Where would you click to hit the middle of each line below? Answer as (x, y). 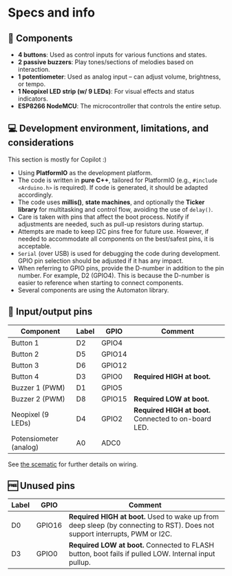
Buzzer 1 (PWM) (38, 388)
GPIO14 (114, 354)
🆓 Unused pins (41, 486)
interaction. (34, 69)
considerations (41, 143)
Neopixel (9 (30, 414)
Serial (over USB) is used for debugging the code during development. (119, 253)
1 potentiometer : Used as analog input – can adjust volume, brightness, (119, 77)
